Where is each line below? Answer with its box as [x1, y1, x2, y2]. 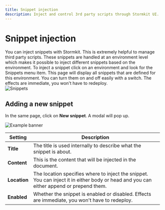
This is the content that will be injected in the [33, 157, 137, 163]
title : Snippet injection [5, 7, 58, 12]
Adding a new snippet [5, 100, 74, 108]
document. [33, 162, 58, 169]
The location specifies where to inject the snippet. [33, 170, 148, 177]
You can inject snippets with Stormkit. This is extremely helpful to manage [5, 49, 155, 55]
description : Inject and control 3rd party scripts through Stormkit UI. [5, 12, 160, 17]
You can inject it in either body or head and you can [33, 177, 152, 184]
